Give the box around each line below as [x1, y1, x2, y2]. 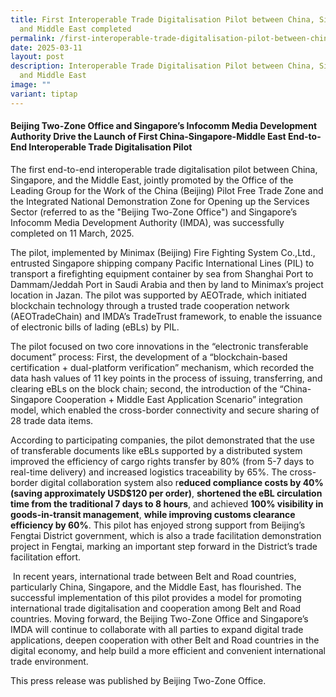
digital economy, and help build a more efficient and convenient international [10, 644, 326, 656]
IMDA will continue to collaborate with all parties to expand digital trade [10, 623, 304, 635]
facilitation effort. [10, 551, 82, 563]
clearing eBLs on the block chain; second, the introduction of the [10, 382, 278, 395]
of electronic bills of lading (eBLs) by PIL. [10, 321, 180, 333]
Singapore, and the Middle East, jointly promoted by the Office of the [10, 174, 294, 186]
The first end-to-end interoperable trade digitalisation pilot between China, [10, 163, 318, 175]
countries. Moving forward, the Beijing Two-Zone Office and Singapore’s [10, 612, 309, 625]
